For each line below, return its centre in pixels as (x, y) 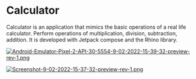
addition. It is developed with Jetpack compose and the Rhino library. (92, 39)
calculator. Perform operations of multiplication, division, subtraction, (92, 33)
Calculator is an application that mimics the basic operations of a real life (96, 27)
